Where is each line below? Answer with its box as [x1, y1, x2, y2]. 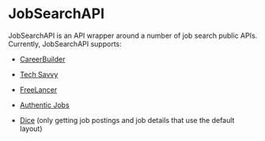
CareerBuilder [19, 54, 66, 64]
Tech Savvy [19, 69, 59, 79]
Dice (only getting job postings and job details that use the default [19, 115, 235, 124]
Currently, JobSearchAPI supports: [8, 39, 123, 48]
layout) [19, 124, 43, 133]
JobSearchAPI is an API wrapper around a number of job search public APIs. [8, 31, 258, 40]
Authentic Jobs [19, 100, 70, 109]
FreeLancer [19, 84, 58, 95]
